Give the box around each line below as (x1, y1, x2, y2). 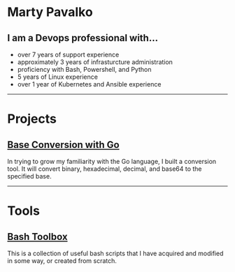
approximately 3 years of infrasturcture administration (17, 58, 173, 66)
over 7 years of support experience (17, 50, 120, 59)
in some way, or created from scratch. (7, 257, 117, 265)
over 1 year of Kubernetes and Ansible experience (17, 80, 162, 88)
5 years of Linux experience (17, 73, 98, 81)
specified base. (7, 172, 52, 180)
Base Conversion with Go (7, 139, 120, 151)
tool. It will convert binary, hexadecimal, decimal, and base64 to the (7, 165, 202, 173)
